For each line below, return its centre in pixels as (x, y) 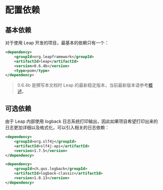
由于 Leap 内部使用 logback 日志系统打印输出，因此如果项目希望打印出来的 (82, 121)
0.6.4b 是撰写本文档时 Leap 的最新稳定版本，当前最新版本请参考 (83, 85)
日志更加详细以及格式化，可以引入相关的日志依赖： (57, 128)
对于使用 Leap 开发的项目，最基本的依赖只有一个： (57, 43)
